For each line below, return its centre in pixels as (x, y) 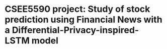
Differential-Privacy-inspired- (75, 30)
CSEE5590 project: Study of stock (77, 9)
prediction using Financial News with (83, 20)
